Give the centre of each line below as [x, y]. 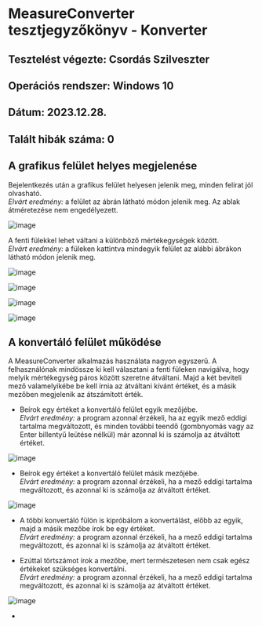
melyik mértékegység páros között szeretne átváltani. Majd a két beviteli [125, 378]
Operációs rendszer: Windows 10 [91, 86]
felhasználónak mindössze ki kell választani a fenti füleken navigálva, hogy [129, 369]
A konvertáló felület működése [85, 342]
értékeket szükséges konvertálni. [73, 569]
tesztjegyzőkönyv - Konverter [108, 30]
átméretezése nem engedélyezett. [64, 209]
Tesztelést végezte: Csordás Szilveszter [109, 59]
